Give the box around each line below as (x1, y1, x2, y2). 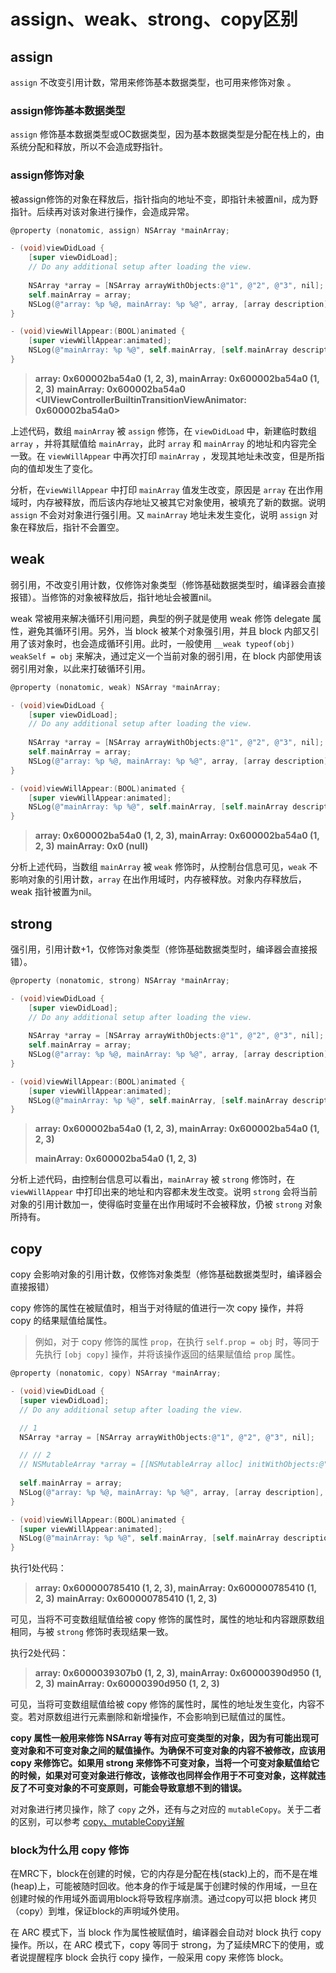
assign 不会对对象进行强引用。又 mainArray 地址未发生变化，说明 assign (10, 508, 308, 520)
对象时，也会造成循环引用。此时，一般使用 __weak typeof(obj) (36, 637, 295, 649)
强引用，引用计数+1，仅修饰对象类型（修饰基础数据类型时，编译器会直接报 (10, 943, 318, 955)
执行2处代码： (10, 1647, 69, 1659)
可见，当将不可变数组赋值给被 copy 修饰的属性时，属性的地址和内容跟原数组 (10, 1613, 325, 1625)
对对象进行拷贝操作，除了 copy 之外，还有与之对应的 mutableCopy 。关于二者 (10, 1803, 322, 1815)
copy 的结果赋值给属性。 (10, 1315, 113, 1327)
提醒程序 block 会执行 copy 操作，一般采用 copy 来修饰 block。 (27, 1951, 289, 1964)
